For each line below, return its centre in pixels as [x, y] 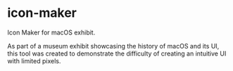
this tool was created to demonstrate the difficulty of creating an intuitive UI [117, 53]
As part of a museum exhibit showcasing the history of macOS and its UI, [113, 46]
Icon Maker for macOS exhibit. [51, 32]
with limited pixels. [34, 60]
